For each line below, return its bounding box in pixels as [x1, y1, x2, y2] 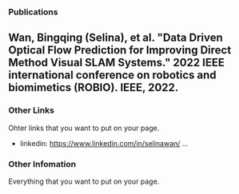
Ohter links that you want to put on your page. [8, 123, 160, 133]
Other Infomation [8, 158, 77, 169]
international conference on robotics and [8, 69, 217, 82]
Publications [8, 6, 58, 18]
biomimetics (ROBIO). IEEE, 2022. [8, 81, 179, 94]
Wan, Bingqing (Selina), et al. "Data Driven [8, 31, 224, 45]
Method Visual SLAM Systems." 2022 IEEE [8, 56, 225, 69]
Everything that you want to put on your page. [8, 176, 160, 186]
